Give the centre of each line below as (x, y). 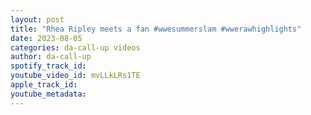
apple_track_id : (44, 85)
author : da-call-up (51, 57)
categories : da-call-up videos (75, 47)
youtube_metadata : (48, 94)
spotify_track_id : (48, 66)
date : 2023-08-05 (46, 38)
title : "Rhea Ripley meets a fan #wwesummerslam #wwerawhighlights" (156, 29)
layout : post (37, 19)
